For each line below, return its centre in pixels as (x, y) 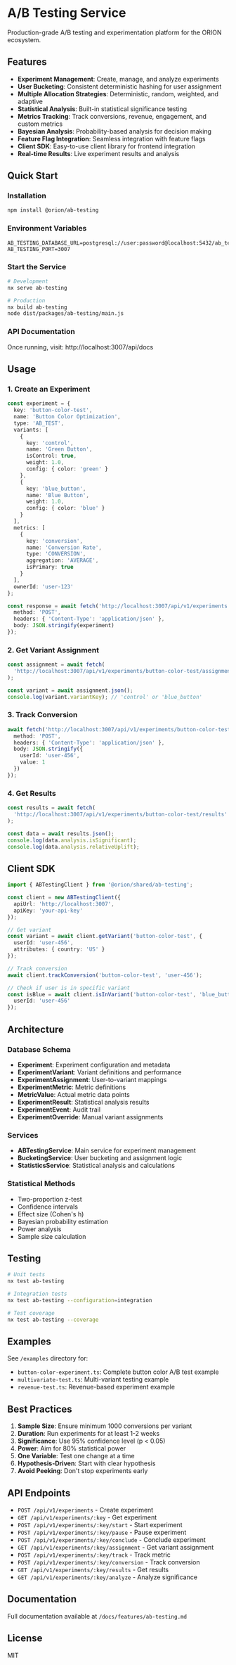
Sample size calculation (52, 1236)
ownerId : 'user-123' (44, 586)
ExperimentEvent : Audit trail (59, 1110)
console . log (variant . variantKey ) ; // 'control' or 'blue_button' (105, 697)
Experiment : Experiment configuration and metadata (94, 1065)
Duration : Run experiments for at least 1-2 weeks (88, 1434)
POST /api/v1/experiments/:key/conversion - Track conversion (109, 1562)
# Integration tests (38, 1294)
